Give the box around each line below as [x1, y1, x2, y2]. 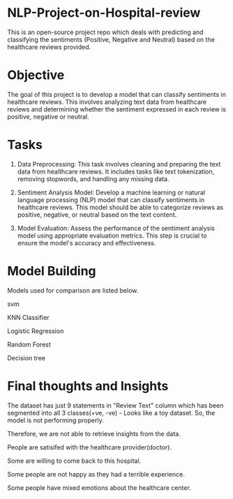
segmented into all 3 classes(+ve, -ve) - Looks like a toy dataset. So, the [7, 408, 216, 417]
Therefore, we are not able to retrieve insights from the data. [7, 429, 181, 438]
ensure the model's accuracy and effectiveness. [17, 238, 156, 247]
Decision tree [7, 353, 45, 362]
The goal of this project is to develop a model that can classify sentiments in [7, 90, 227, 98]
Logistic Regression [7, 326, 64, 335]
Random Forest [7, 340, 51, 348]
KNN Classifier [7, 313, 50, 321]
